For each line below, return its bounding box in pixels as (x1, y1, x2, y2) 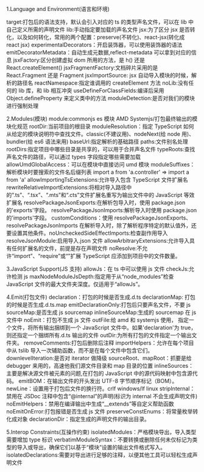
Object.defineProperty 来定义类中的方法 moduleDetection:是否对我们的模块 (6, 95, 195, 102)
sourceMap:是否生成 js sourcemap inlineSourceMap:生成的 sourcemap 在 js (6, 309, 197, 316)
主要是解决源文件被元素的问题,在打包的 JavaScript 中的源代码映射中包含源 (6, 370, 193, 377)
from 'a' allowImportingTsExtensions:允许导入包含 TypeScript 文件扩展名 (6, 176, 188, 183)
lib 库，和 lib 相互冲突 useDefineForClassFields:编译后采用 (18, 87, 164, 94)
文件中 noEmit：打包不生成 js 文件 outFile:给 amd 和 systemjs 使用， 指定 (6, 316, 189, 323)
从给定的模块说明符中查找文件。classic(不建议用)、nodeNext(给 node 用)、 (6, 131, 195, 137)
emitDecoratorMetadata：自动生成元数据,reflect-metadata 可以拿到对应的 (6, 49, 192, 56)
